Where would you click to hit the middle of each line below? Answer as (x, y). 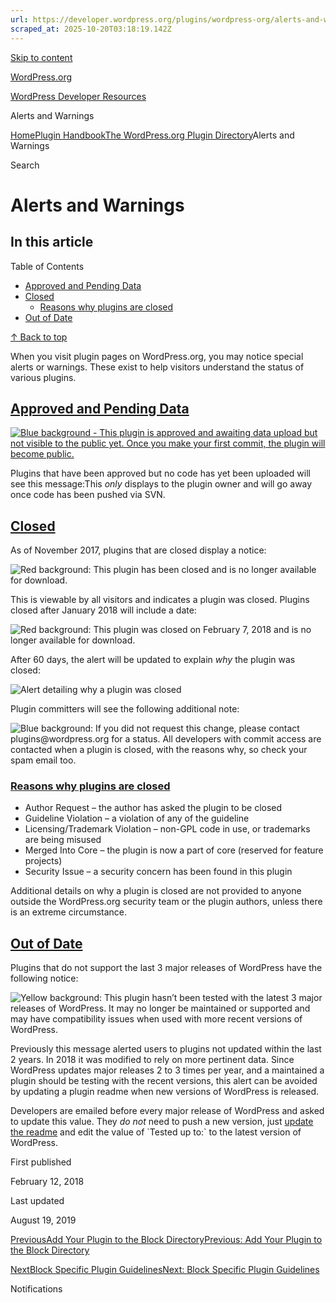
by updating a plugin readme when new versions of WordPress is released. (165, 1092)
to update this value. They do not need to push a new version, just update (162, 1122)
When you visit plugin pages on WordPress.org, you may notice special (157, 356)
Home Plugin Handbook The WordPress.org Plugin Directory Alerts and (152, 135)
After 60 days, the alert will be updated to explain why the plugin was (153, 660)
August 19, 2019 (43, 1220)
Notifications (36, 1289)
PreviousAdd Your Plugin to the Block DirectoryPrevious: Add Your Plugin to (166, 1240)
